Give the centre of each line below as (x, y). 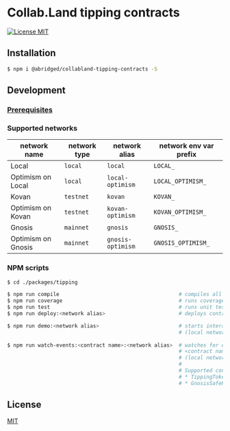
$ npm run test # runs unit (110, 307)
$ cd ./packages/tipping (42, 282)
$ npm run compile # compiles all (115, 295)
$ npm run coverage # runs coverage (116, 301)
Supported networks (42, 128)
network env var (187, 146)
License (24, 405)
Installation (31, 53)
